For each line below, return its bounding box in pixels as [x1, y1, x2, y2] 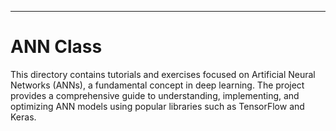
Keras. [10, 111, 37, 123]
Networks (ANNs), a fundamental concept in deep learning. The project [10, 79, 305, 91]
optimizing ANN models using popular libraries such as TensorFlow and [10, 100, 305, 112]
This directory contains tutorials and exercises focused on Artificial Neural [10, 68, 316, 80]
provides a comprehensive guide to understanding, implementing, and [10, 89, 300, 101]
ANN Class [10, 36, 103, 58]
